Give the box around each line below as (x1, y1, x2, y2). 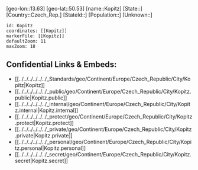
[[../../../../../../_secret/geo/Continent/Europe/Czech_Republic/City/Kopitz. (14, 150, 192, 158)
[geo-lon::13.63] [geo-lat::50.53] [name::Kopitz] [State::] (6, 5, 143, 12)
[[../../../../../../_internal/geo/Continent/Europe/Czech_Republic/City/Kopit (14, 100, 191, 107)
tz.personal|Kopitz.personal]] (14, 145, 86, 152)
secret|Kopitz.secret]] (14, 157, 68, 164)
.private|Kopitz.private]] (14, 131, 73, 139)
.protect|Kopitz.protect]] (14, 119, 74, 126)
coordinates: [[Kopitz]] (6, 28, 67, 34)
